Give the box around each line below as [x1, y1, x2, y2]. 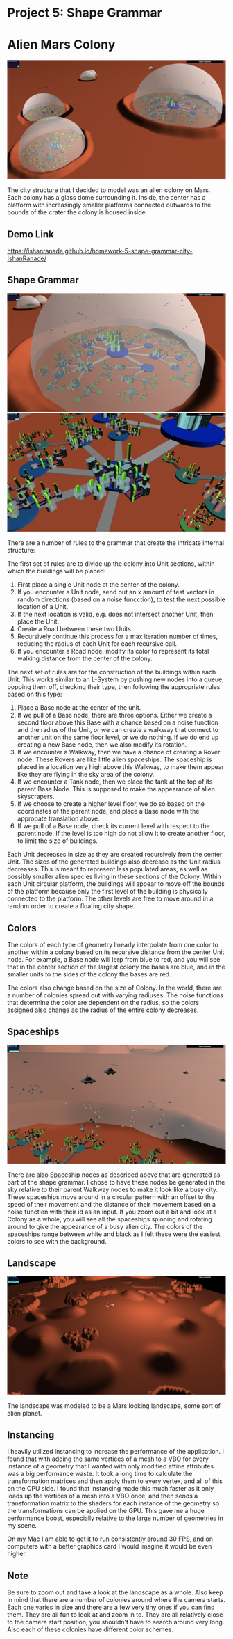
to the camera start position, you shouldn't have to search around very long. [7, 1618, 225, 1626]
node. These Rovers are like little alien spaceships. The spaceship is [17, 755, 213, 763]
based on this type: [7, 690, 62, 699]
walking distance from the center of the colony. [17, 654, 153, 663]
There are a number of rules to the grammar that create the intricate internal [7, 539, 224, 547]
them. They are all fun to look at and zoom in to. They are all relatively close [7, 1610, 223, 1619]
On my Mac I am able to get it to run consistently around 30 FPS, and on [7, 1535, 214, 1543]
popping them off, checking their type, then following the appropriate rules [7, 683, 221, 691]
